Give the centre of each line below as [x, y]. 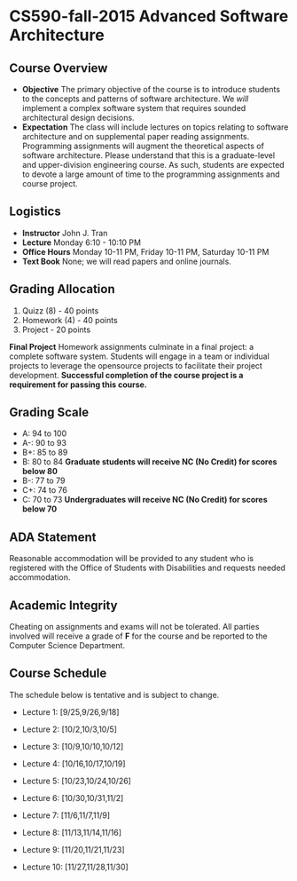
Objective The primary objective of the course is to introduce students [151, 89]
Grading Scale [49, 413]
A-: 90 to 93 [44, 443]
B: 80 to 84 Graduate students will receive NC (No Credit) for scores [149, 462]
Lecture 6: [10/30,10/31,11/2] [73, 798]
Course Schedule [58, 674]
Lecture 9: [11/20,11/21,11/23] [74, 849]
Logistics [35, 212]
